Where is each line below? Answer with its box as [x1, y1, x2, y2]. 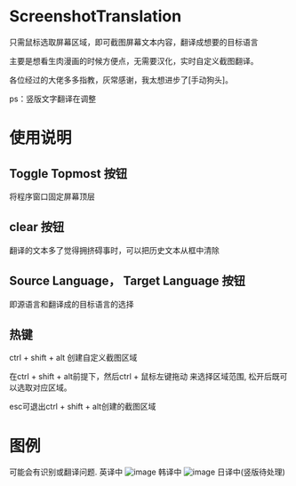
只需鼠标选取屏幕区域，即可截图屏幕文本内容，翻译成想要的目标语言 [9, 36, 259, 47]
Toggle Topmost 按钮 [9, 166, 127, 181]
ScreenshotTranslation [9, 6, 182, 27]
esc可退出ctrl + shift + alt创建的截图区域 [9, 402, 156, 412]
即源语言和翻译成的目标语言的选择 [9, 299, 134, 309]
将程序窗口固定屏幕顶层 [9, 191, 95, 202]
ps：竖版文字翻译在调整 [9, 93, 96, 104]
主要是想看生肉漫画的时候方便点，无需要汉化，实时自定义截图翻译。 [9, 55, 259, 66]
